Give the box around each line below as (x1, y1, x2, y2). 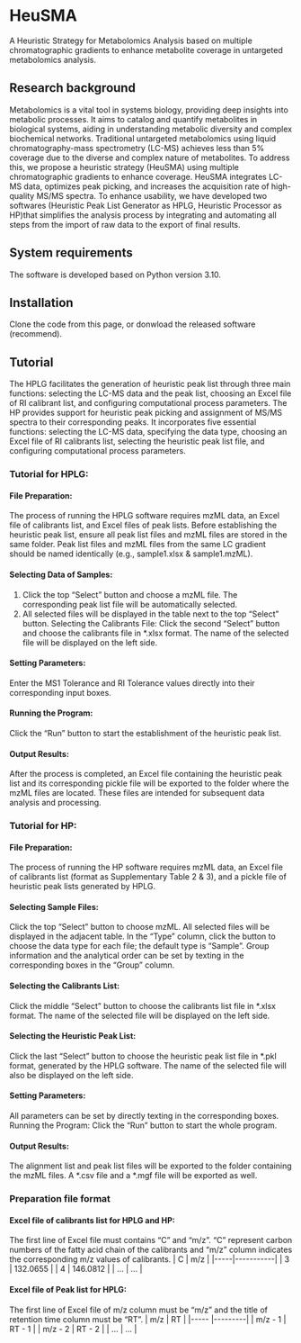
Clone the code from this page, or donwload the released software (9, 319, 256, 329)
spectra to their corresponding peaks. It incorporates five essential (9, 417, 257, 428)
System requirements (9, 245, 133, 261)
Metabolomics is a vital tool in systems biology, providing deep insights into (9, 104, 289, 115)
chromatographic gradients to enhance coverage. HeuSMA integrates (9, 171, 267, 182)
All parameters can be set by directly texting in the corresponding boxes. (9, 1111, 279, 1122)
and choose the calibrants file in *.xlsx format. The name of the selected (22, 627, 289, 638)
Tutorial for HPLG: (9, 468, 89, 481)
